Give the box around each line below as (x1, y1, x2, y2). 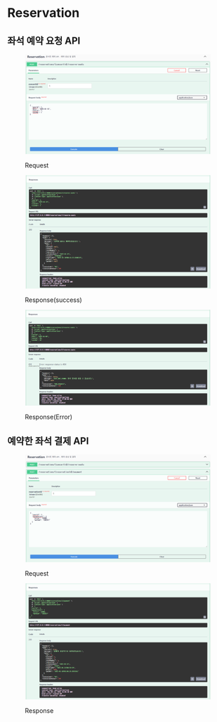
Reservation (7, 5, 80, 21)
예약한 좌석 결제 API (7, 435, 89, 447)
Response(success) (25, 296, 82, 304)
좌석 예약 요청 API (7, 34, 81, 46)
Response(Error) (25, 413, 72, 422)
